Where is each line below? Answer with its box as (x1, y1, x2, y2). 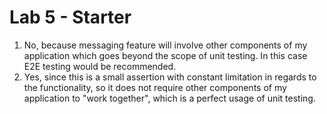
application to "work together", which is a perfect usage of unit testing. (23, 92, 316, 104)
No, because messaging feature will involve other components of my (23, 39, 308, 51)
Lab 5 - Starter (9, 6, 132, 29)
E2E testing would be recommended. (23, 60, 177, 72)
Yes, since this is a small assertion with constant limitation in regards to (23, 71, 317, 83)
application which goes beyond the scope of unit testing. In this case (23, 49, 308, 61)
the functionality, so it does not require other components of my (23, 81, 287, 93)
